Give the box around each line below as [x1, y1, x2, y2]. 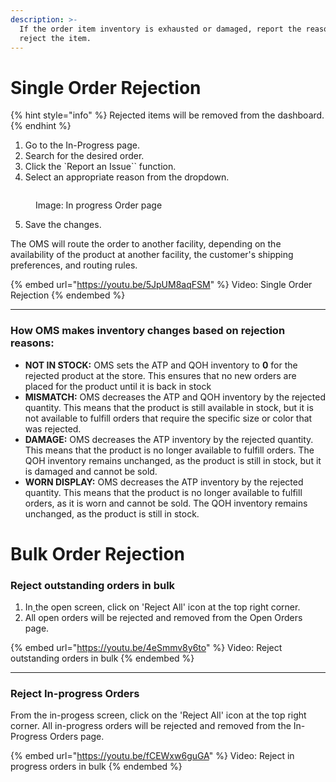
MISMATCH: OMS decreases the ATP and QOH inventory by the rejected [24, 391, 326, 403]
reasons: [10, 336, 55, 350]
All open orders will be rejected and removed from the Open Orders [24, 612, 303, 624]
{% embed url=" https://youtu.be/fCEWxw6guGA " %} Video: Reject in [10, 750, 295, 762]
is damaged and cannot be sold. [24, 465, 158, 477]
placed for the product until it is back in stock [24, 380, 212, 392]
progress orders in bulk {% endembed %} [10, 761, 183, 773]
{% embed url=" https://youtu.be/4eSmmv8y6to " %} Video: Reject [10, 642, 283, 654]
